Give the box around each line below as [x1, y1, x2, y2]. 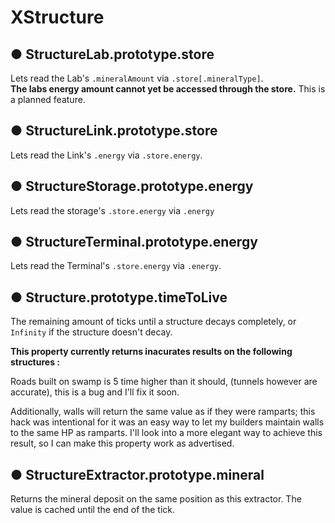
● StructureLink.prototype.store [10, 122, 218, 140]
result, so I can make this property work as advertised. [10, 437, 235, 450]
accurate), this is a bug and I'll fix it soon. [10, 386, 180, 398]
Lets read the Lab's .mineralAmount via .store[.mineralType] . [10, 72, 264, 84]
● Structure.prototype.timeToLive [10, 289, 228, 306]
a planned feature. [10, 94, 86, 105]
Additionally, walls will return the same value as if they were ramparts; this [10, 406, 316, 418]
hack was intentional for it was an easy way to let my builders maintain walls [10, 416, 325, 428]
